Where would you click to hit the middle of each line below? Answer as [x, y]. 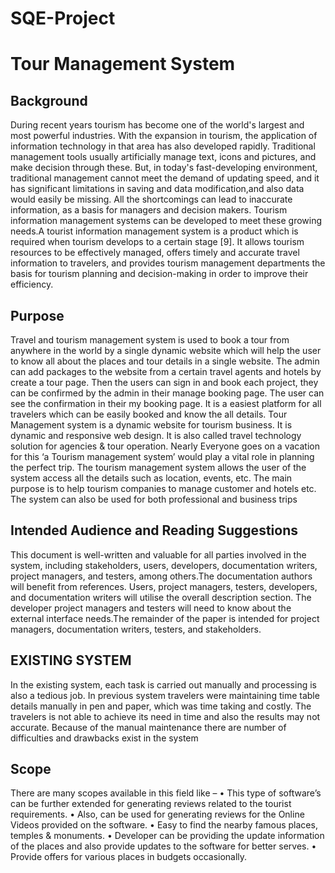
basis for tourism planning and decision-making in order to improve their [159, 274]
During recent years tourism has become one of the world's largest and [157, 125]
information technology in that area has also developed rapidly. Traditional [163, 146]
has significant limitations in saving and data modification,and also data [157, 189]
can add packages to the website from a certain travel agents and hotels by [166, 371]
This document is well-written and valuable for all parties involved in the [158, 554]
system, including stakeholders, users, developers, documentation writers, [164, 565]
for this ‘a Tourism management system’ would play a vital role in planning [162, 456]
